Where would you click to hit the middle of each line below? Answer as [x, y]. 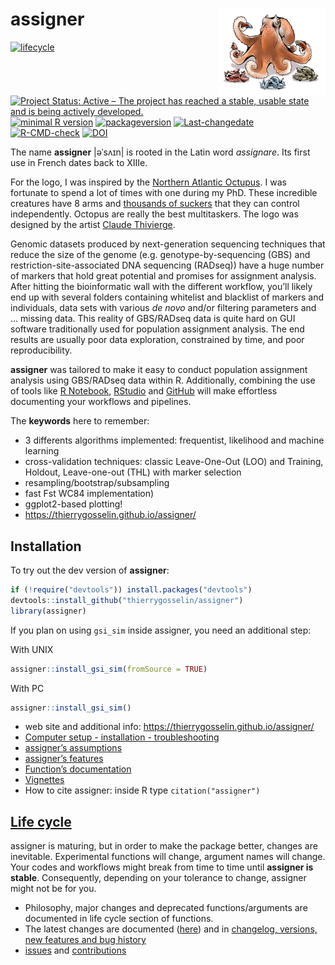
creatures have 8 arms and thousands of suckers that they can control [155, 204]
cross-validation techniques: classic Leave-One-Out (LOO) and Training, [174, 462]
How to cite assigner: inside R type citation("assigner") [142, 790]
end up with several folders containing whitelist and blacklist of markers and [167, 297]
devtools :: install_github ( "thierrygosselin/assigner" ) [127, 600]
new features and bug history [85, 940]
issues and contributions [75, 950]
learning [42, 451]
